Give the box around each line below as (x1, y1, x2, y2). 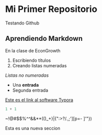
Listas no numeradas (5, 72, 49, 78)
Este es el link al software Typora (5, 97, 73, 103)
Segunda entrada (12, 87, 48, 93)
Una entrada (12, 82, 39, 88)
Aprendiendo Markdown (5, 34, 83, 43)
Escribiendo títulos (12, 57, 51, 63)
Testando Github (5, 20, 39, 26)
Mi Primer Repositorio (5, 3, 97, 15)
